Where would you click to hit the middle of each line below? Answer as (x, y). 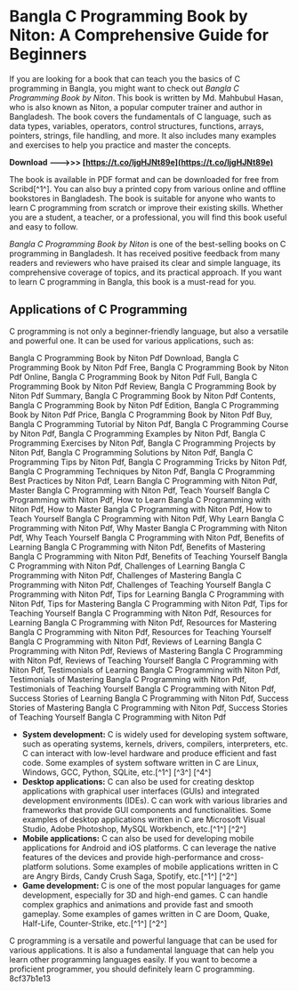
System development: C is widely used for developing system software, (155, 734)
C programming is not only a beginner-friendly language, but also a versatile (149, 331)
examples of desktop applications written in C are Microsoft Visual (144, 819)
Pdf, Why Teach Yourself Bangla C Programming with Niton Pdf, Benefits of (147, 537)
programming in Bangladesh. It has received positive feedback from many (145, 253)
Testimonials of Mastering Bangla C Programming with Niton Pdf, (128, 679)
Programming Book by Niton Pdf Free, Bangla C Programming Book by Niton (149, 367)
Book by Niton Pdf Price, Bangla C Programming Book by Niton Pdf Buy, (141, 415)
